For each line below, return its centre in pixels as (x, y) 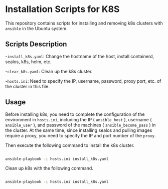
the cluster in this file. (28, 86)
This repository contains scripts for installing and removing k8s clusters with (84, 23)
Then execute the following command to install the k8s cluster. (70, 145)
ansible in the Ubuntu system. (36, 28)
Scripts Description (36, 44)
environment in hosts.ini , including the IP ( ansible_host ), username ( (78, 119)
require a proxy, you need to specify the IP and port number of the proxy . (80, 135)
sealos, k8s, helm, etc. (28, 62)
